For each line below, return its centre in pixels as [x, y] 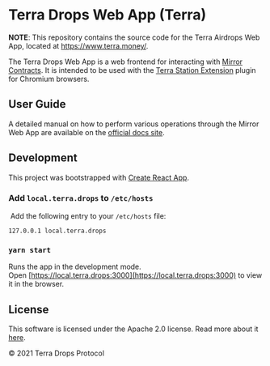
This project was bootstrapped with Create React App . [99, 177]
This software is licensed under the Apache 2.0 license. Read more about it [133, 329]
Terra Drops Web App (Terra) [108, 15]
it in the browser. [36, 284]
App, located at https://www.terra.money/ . [78, 45]
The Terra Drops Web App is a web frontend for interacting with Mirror [126, 62]
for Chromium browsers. [49, 79]
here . [17, 337]
